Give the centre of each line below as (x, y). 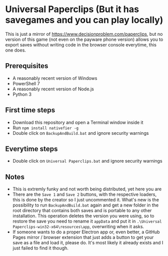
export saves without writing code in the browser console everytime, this (81, 44)
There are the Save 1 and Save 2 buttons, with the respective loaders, (85, 194)
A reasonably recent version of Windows (55, 78)
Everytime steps (32, 149)
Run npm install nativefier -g (46, 128)
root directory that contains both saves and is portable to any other (82, 211)
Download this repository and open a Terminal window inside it (78, 122)
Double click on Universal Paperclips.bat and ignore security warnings (87, 161)
